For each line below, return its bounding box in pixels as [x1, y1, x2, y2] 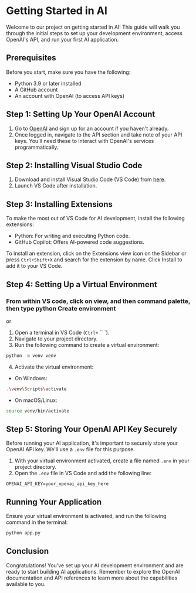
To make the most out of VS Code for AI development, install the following [6, 215, 185, 222]
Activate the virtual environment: [14, 363, 94, 370]
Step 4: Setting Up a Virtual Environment [6, 280, 157, 289]
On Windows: [14, 374, 48, 381]
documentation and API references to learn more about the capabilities [6, 574, 178, 581]
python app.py [6, 530, 41, 536]
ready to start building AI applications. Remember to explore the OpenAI [6, 568, 180, 575]
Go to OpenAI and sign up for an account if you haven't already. [14, 125, 169, 132]
